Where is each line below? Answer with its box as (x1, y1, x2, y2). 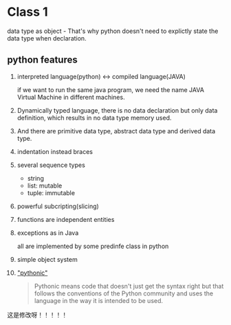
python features (7, 54, 78, 66)
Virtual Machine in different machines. (16, 93, 125, 101)
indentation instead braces (16, 147, 93, 155)
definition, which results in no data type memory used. (16, 113, 172, 122)
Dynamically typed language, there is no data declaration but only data (16, 106, 218, 114)
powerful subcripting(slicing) (16, 202, 100, 210)
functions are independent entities (16, 215, 115, 223)
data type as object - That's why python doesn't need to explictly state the (7, 27, 219, 35)
